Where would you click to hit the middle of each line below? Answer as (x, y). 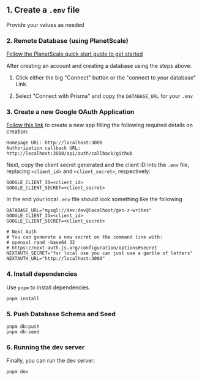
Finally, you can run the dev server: (51, 361)
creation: (17, 131)
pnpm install (23, 298)
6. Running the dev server (46, 347)
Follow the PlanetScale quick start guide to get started (75, 54)
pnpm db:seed (23, 332)
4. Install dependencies (42, 274)
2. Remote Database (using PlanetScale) (67, 40)
